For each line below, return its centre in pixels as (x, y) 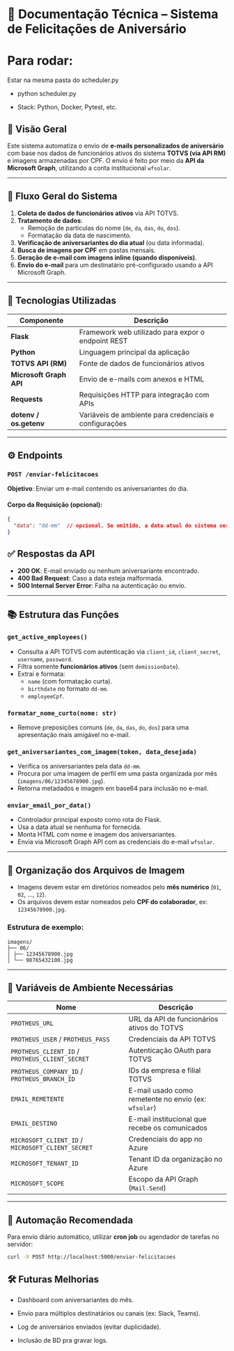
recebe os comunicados (168, 1128)
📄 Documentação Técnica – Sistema (113, 14)
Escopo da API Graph (163, 1179)
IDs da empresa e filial (165, 1070)
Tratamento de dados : (50, 220)
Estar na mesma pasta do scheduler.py (63, 80)
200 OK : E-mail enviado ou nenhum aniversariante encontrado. (108, 571)
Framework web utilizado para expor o (142, 332)
